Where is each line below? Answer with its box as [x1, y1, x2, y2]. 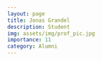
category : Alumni [7, 43, 58, 50]
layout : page [7, 10, 45, 18]
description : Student [7, 23, 71, 30]
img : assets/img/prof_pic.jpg [7, 29, 96, 37]
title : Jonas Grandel [7, 17, 71, 24]
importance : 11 [7, 36, 52, 43]
